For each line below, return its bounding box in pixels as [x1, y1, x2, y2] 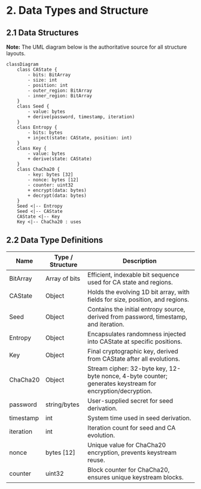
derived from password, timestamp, [87, 313, 187, 321]
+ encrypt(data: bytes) [28, 187, 87, 193]
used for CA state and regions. [87, 278, 173, 286]
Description [122, 256, 157, 265]
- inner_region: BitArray [28, 93, 93, 99]
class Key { [17, 145, 47, 151]
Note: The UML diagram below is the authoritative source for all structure [6, 43, 187, 50]
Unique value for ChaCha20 [87, 440, 166, 449]
